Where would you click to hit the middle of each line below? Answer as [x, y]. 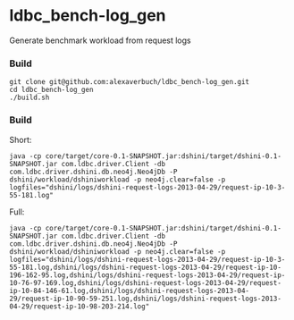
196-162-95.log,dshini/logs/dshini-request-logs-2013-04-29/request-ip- [147, 275]
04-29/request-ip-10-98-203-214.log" [80, 306]
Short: [21, 139]
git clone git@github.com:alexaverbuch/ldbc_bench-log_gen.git [130, 82]
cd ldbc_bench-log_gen [51, 90]
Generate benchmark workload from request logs [100, 40]
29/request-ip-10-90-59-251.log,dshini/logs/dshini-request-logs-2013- [145, 299]
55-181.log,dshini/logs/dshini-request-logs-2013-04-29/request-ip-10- [145, 267]
